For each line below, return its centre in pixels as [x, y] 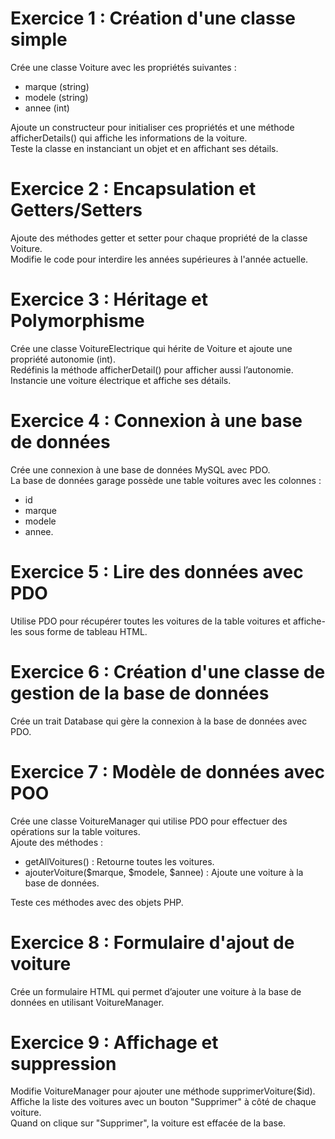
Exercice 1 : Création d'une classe [153, 18]
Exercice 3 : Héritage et [109, 299]
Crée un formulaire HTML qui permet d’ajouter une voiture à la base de [156, 991]
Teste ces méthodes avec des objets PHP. [97, 902]
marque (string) [57, 86]
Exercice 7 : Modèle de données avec [167, 771]
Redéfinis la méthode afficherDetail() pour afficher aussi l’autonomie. [152, 369]
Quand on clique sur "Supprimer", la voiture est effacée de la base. [148, 1123]
